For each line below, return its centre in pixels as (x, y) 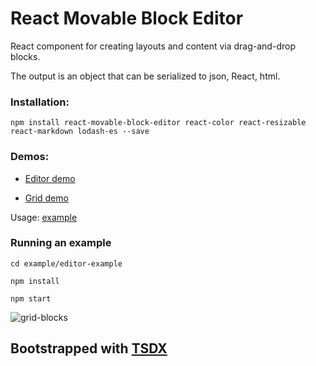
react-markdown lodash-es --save (80, 132)
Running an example (61, 243)
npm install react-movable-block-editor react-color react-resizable (158, 123)
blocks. (25, 56)
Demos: (30, 157)
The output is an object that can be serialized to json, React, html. (145, 76)
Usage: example (44, 217)
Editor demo (50, 178)
